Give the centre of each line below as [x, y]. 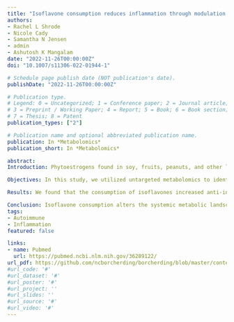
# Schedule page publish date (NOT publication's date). [92, 78]
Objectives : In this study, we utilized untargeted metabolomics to [109, 180]
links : [17, 243]
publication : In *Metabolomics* [54, 142]
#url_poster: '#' [32, 282]
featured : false [31, 231]
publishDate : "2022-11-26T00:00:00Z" [62, 84]
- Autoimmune [26, 218]
